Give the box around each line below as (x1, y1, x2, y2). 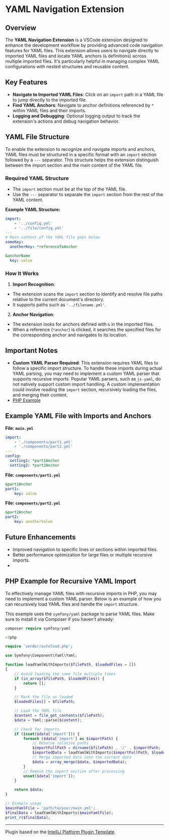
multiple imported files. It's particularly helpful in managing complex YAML (5, 58, 159, 64)
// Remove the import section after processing (23, 769, 125, 774)
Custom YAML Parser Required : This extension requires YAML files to (12, 359, 158, 365)
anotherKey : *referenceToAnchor (10, 244, 78, 249)
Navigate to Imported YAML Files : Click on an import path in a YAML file (12, 91, 163, 98)
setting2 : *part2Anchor (10, 462, 59, 468)
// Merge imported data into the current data (32, 755, 132, 760)
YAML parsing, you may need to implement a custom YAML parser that (12, 370, 159, 377)
